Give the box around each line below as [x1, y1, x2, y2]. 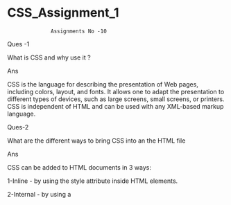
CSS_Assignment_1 [7, 5, 119, 21]
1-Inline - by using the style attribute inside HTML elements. [7, 177, 178, 185]
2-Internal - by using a [7, 190, 71, 198]
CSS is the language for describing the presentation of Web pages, [7, 80, 199, 88]
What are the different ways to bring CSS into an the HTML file [7, 136, 186, 145]
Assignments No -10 [51, 28, 108, 35]
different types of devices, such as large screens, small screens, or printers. [7, 95, 225, 103]
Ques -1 [7, 39, 30, 48]
